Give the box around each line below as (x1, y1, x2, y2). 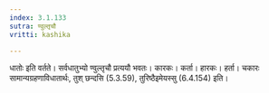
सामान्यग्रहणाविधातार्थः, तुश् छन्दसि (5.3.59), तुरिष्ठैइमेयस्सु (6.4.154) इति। (9, 73, 229, 84)
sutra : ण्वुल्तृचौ (9, 22, 57, 31)
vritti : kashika (9, 30, 71, 39)
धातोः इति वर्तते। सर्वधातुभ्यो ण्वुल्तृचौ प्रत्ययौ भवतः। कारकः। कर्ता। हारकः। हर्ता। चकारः (9, 62, 260, 73)
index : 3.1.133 (9, 13, 67, 23)
